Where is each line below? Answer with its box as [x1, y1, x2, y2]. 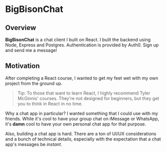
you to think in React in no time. [17, 100, 83, 106]
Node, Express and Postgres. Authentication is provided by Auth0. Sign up [5, 42, 159, 48]
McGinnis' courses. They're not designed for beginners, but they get [17, 95, 159, 101]
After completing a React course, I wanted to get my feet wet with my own [5, 75, 158, 81]
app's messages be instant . [5, 141, 63, 147]
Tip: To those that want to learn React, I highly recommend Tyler [17, 90, 150, 96]
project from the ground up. [5, 80, 63, 86]
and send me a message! [5, 47, 57, 53]
